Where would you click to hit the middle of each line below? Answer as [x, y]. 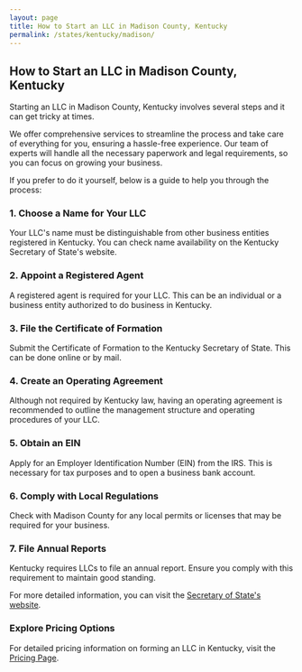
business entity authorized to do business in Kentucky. [111, 304]
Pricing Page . [34, 658]
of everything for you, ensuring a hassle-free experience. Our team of [139, 144]
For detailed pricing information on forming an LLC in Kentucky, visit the [143, 648]
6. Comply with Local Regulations [84, 496]
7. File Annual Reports [58, 548]
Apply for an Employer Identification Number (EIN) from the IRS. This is [141, 462]
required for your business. [59, 525]
